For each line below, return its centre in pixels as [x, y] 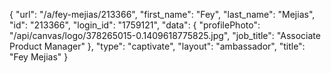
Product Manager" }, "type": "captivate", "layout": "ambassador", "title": [157, 46]
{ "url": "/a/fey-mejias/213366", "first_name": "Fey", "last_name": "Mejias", [162, 14]
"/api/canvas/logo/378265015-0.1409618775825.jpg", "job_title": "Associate [165, 35]
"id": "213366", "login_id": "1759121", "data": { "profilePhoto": [135, 25]
